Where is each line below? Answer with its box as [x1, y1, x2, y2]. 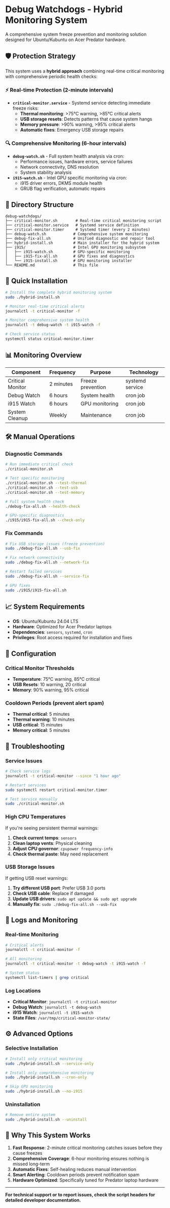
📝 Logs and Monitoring [5, 916, 78, 925]
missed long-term [12, 1161, 50, 1167]
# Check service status [5, 332, 56, 337]
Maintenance [80, 411, 112, 419]
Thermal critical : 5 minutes [12, 711, 70, 717]
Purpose [90, 368, 111, 375]
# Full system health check [5, 499, 65, 504]
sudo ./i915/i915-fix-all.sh [5, 588, 67, 593]
